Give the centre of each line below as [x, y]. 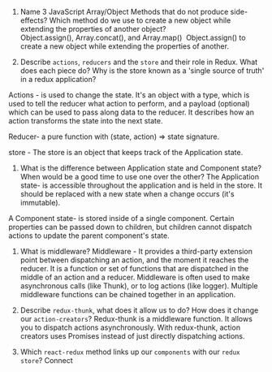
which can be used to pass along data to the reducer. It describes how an [131, 112]
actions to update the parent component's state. [89, 236]
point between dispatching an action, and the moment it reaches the [134, 260]
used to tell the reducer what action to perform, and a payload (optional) [129, 104]
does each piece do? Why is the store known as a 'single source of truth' [142, 71]
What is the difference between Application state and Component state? [141, 168]
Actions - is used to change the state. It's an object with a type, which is [129, 95]
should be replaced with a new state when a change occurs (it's [127, 194]
